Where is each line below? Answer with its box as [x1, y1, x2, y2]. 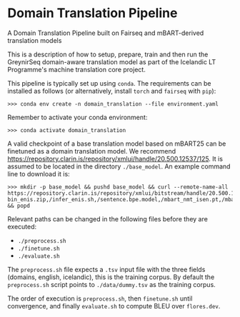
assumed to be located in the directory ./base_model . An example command [7, 162, 231, 171]
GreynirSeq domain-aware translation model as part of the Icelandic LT [7, 57, 216, 66]
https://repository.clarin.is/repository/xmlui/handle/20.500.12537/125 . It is [7, 154, 224, 163]
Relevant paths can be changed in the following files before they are [7, 214, 209, 223]
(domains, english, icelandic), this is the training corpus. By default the [7, 273, 215, 281]
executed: [7, 222, 37, 231]
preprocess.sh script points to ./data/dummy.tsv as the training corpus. [7, 280, 216, 288]
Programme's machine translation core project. [7, 65, 146, 74]
